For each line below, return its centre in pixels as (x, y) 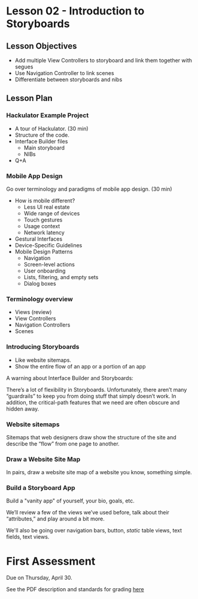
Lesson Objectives (42, 46)
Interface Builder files (41, 141)
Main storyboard (44, 148)
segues (24, 67)
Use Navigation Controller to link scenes (65, 73)
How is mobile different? (45, 200)
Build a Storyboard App (41, 488)
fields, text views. (28, 537)
